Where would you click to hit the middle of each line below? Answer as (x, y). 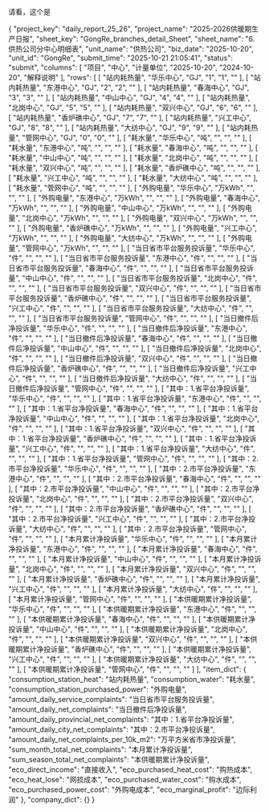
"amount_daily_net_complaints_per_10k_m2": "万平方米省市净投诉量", (122, 739)
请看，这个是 (29, 12)
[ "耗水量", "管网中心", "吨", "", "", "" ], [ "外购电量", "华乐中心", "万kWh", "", (132, 188)
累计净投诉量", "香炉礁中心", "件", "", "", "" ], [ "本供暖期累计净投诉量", (137, 649)
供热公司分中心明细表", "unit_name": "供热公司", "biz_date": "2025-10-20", (131, 49)
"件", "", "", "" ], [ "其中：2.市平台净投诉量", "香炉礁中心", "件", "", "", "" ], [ (130, 509)
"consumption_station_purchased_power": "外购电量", (98, 689)
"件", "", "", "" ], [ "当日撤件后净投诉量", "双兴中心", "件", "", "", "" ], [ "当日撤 (133, 358)
